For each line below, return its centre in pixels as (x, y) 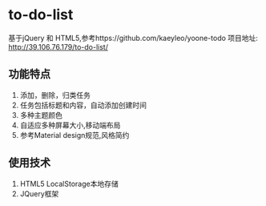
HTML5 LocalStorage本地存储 (69, 184)
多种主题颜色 (41, 115)
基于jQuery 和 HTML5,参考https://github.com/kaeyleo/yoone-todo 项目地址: (133, 38)
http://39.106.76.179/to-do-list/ (58, 46)
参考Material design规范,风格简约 (75, 135)
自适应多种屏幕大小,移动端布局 (70, 125)
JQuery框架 (39, 193)
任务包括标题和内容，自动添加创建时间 (83, 105)
